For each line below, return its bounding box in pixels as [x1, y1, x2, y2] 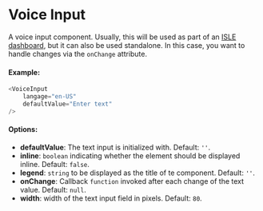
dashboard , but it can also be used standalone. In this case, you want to [8, 40, 245, 50]
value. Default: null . [19, 185, 86, 194]
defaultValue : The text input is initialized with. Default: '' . [19, 142, 211, 152]
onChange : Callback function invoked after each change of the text [19, 176, 245, 185]
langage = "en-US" [22, 93, 78, 101]
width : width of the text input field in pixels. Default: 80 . [19, 193, 202, 203]
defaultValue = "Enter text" [22, 100, 113, 108]
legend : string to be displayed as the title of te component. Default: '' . [19, 168, 256, 177]
